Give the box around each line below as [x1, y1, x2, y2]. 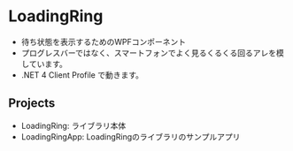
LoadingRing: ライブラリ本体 [20, 120, 127, 131]
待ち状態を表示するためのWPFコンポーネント [20, 36, 187, 47]
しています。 [20, 58, 67, 69]
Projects [8, 95, 56, 111]
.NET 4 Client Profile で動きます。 [20, 69, 143, 80]
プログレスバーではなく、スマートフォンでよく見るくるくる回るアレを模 [20, 47, 284, 58]
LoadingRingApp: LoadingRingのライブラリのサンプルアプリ [20, 131, 241, 142]
